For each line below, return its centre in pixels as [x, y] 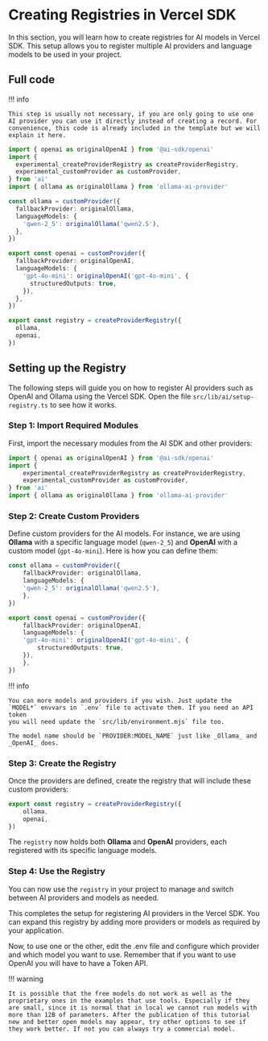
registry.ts [28, 405]
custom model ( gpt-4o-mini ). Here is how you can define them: [113, 551]
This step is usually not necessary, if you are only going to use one [131, 114]
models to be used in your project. [65, 54]
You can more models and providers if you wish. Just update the [120, 700]
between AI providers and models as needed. [84, 897]
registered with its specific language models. [82, 851]
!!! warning [26, 979]
